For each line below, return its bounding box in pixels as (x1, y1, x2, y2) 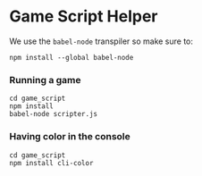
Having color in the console (9, 130, 131, 143)
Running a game (9, 73, 82, 86)
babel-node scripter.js (9, 110, 98, 119)
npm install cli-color (9, 158, 94, 167)
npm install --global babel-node (9, 53, 134, 62)
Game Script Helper (9, 6, 158, 27)
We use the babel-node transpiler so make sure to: (9, 36, 194, 46)
